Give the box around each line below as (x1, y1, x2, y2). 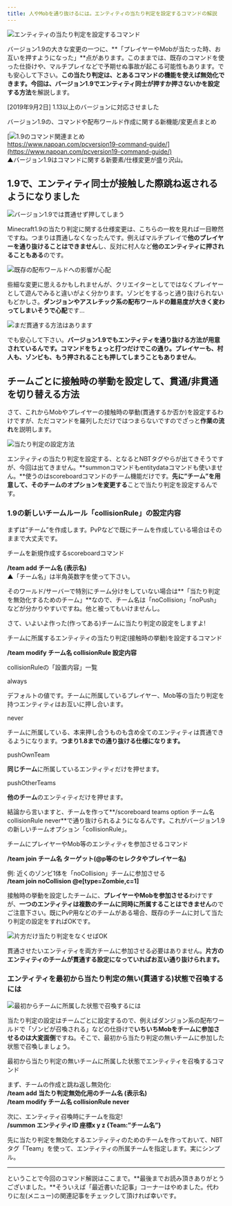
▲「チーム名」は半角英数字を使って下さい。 (7, 572, 135, 580)
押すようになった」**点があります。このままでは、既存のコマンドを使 (25, 53, 224, 62)
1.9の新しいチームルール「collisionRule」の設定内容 (7, 508, 182, 518)
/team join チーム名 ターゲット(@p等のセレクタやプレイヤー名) (7, 854, 186, 863)
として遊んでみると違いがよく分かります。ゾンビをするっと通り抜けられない (7, 289, 224, 298)
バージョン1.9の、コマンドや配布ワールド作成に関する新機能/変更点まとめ (7, 117, 217, 125)
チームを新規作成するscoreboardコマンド (7, 548, 125, 557)
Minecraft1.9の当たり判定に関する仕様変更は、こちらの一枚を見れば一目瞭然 (7, 225, 224, 233)
